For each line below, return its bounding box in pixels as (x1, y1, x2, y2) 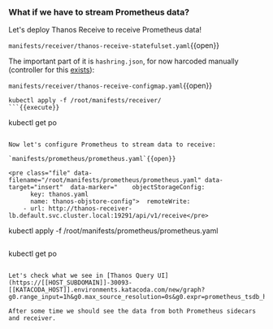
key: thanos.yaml (29, 190, 89, 199)
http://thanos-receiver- (48, 205, 132, 213)
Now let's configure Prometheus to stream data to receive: (8, 141, 217, 149)
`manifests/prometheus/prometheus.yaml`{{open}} (8, 155, 176, 163)
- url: (23, 205, 45, 213)
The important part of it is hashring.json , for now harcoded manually (8, 56, 239, 67)
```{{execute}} (8, 104, 60, 112)
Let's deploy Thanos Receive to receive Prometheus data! (8, 25, 201, 35)
